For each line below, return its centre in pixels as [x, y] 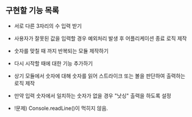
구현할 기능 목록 [32, 11]
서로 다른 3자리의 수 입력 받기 [48, 26]
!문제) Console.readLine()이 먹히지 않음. [61, 108]
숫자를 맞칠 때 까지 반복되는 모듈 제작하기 [61, 51]
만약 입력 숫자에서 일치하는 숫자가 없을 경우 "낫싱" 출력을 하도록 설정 [92, 95]
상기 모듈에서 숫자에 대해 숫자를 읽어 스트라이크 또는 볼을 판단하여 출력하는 [100, 76]
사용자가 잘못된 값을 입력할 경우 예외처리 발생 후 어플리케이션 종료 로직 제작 [100, 38]
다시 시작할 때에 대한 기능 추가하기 [53, 63]
